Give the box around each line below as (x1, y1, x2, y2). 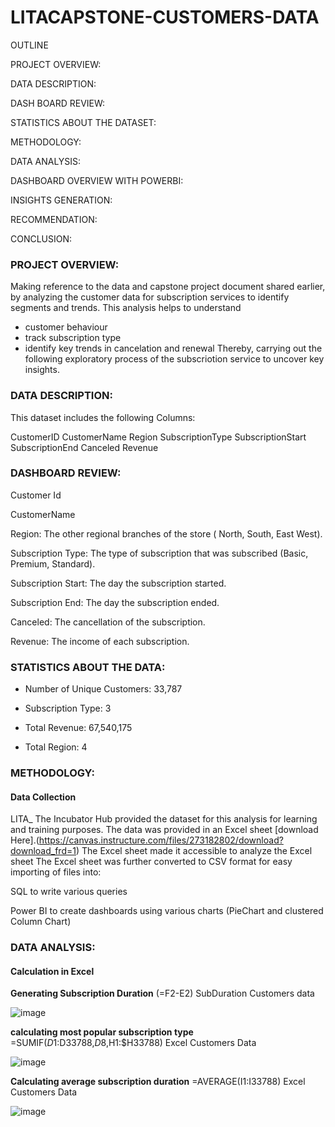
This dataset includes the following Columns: (10, 411, 196, 423)
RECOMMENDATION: (10, 213, 98, 225)
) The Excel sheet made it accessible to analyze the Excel (75, 845, 313, 857)
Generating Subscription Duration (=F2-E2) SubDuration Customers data (10, 987, 315, 1000)
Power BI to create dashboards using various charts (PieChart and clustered (10, 905, 324, 917)
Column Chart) (10, 916, 72, 928)
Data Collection (10, 791, 77, 803)
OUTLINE (10, 39, 49, 51)
